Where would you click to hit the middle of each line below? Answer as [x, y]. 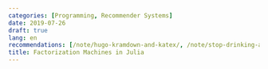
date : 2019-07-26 [37, 23]
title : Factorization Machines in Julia [77, 52]
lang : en [23, 38]
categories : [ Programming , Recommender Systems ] [91, 15]
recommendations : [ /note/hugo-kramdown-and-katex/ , [96, 45]
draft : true [28, 30]
